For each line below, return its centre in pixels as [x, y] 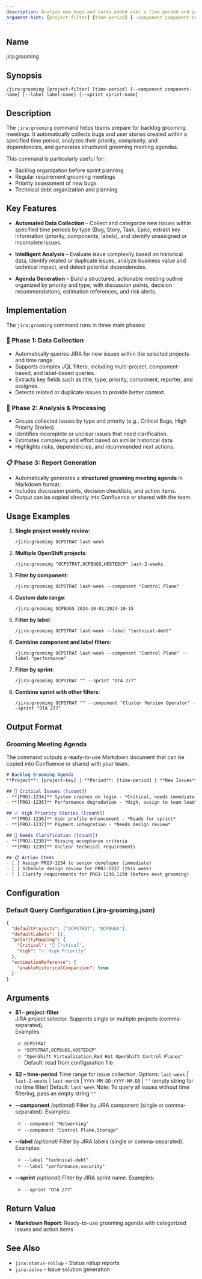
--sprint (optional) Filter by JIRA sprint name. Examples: [84, 1178]
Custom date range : [40, 598]
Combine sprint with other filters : [57, 692]
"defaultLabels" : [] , [39, 934]
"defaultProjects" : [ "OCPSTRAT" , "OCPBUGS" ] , [70, 928]
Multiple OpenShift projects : [51, 553]
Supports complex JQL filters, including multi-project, [81, 367]
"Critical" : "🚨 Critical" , [51, 946]
